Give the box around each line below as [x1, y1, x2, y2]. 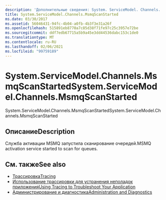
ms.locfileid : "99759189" [5, 49, 58, 54]
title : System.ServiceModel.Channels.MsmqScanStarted [5, 12, 119, 17]
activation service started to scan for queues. [5, 146, 98, 152]
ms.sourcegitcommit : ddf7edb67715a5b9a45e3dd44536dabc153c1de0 [5, 30, 139, 35]
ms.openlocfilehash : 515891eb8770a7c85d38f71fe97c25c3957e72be [5, 26, 139, 31]
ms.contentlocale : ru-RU [5, 40, 56, 45]
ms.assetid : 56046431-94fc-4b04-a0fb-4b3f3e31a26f [5, 21, 112, 26]
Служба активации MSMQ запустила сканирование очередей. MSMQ [5, 140, 152, 146]
